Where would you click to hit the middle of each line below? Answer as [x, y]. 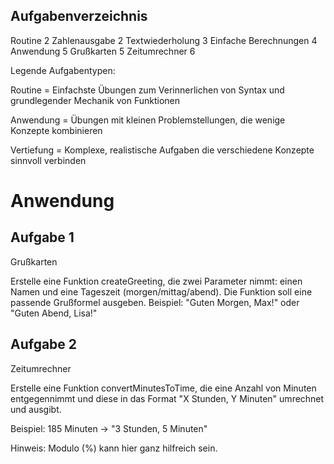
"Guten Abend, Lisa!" [54, 313]
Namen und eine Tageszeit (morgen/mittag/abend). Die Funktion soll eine [161, 291]
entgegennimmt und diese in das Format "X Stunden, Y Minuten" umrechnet [167, 398]
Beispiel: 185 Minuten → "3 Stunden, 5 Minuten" [109, 428]
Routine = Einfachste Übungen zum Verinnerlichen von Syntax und [147, 90]
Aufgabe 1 [42, 237]
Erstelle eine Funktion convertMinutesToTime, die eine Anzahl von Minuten [163, 388]
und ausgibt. [36, 409]
